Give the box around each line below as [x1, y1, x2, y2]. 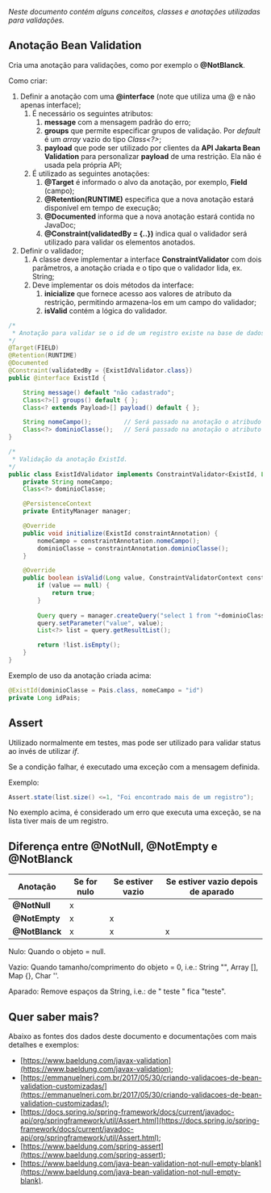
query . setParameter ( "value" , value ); [37, 619, 164, 627]
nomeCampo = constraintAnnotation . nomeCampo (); [37, 537, 200, 545]
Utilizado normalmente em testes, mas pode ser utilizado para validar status [8, 738, 261, 747]
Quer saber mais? [8, 1010, 99, 1023]
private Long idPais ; [8, 693, 81, 701]
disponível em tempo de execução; [44, 203, 161, 212]
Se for [73, 876, 98, 887]
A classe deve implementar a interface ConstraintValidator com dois [31, 254, 262, 264]
